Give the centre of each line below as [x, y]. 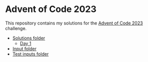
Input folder [24, 48]
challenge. [16, 28]
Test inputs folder [30, 54]
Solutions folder [29, 38]
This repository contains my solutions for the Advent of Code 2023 [74, 23]
